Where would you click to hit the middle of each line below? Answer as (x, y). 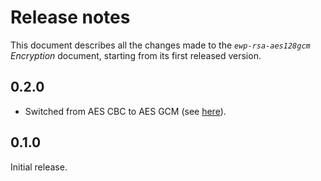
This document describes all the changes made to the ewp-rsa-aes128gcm (160, 45)
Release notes (70, 17)
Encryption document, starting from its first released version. (136, 55)
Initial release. (39, 167)
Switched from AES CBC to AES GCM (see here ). (125, 111)
